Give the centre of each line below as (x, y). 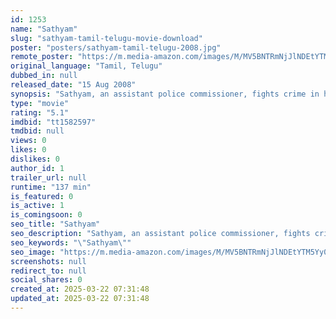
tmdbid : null (37, 131)
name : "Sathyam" (44, 29)
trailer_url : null (48, 177)
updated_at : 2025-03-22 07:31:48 (80, 299)
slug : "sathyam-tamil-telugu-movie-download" (106, 38)
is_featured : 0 (42, 196)
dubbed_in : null (44, 76)
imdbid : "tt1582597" (53, 122)
